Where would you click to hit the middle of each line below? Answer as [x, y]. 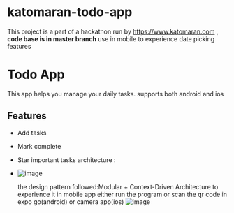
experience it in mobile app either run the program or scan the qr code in [122, 194]
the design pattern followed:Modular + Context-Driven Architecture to [118, 186]
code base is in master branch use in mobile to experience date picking [111, 38]
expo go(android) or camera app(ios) [71, 201]
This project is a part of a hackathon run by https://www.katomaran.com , [113, 31]
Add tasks [32, 133]
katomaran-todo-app [70, 12]
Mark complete [39, 146]
